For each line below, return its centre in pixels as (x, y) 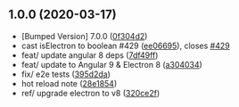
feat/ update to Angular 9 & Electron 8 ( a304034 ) (111, 64)
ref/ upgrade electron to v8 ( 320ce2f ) (91, 93)
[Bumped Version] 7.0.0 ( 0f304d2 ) (84, 36)
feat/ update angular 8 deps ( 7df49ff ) (90, 55)
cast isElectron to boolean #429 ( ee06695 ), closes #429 (125, 45)
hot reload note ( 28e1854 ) (69, 83)
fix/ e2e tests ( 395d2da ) (66, 74)
